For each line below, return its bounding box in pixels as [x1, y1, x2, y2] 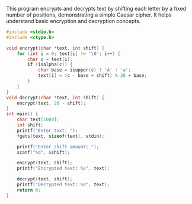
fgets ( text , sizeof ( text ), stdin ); [17, 133, 105, 139]
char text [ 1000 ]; [17, 116, 60, 123]
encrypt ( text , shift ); [17, 160, 73, 166]
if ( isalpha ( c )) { [27, 61, 73, 67]
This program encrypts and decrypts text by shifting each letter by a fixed [6, 5, 187, 12]
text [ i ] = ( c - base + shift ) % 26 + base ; [37, 73, 147, 79]
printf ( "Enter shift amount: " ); [17, 144, 100, 150]
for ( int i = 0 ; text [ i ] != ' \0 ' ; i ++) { [17, 50, 121, 57]
